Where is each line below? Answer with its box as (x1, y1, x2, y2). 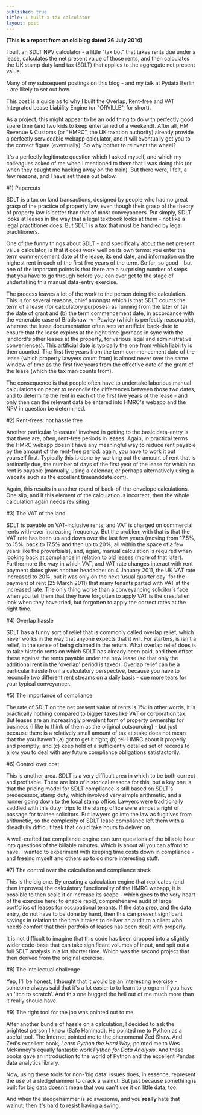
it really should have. (6, 997, 58, 1004)
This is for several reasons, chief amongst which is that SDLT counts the (6, 297, 186, 304)
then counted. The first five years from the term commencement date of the (6, 348, 195, 356)
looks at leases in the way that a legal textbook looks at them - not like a (6, 216, 186, 223)
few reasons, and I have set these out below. (6, 173, 118, 180)
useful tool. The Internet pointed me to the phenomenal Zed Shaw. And (6, 1033, 183, 1041)
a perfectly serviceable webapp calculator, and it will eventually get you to (6, 135, 191, 142)
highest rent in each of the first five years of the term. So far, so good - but (6, 259, 192, 266)
